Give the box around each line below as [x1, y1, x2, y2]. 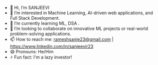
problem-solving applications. [9, 31, 71, 36]
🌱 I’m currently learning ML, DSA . [9, 20, 80, 26]
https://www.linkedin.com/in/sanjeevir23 [9, 43, 94, 49]
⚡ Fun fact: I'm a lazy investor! [9, 54, 72, 60]
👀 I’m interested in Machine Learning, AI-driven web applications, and [9, 10, 153, 16]
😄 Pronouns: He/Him [9, 49, 54, 54]
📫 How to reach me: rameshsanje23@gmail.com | [9, 36, 114, 42]
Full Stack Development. [9, 15, 60, 21]
